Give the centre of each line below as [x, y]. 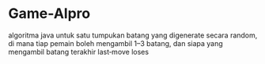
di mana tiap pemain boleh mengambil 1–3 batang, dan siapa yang [115, 43]
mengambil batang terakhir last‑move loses [78, 52]
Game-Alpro [49, 14]
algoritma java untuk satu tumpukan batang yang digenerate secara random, [133, 35]
